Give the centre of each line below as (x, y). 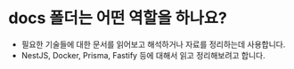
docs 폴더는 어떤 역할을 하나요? (118, 18)
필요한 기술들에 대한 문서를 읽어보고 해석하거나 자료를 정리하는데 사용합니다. (153, 44)
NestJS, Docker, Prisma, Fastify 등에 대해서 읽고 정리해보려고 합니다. (143, 55)
